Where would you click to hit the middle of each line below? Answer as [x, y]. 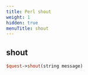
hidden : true [22, 23]
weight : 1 [18, 17]
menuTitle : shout [27, 28]
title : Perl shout [29, 12]
